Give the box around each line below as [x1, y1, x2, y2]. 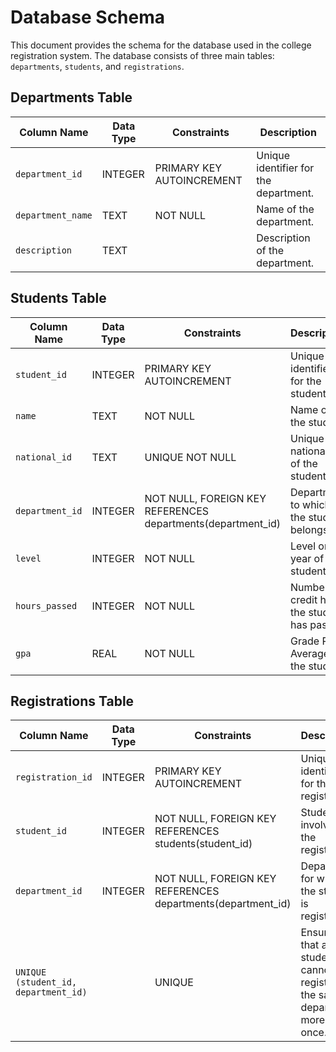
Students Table [10, 290, 107, 307]
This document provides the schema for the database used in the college [10, 39, 312, 51]
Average [290, 646, 330, 660]
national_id [15, 451, 73, 463]
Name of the [256, 202, 315, 216]
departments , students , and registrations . [10, 60, 185, 72]
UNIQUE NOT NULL [144, 450, 237, 464]
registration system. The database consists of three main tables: [10, 49, 275, 61]
